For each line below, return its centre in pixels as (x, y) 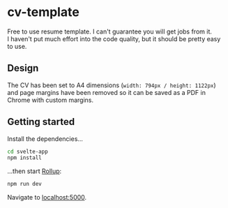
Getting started (41, 122)
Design (23, 68)
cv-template (44, 12)
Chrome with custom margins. (51, 100)
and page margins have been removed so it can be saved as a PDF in (106, 92)
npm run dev (24, 184)
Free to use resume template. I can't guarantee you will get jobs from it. (110, 31)
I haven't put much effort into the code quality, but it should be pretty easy (114, 38)
